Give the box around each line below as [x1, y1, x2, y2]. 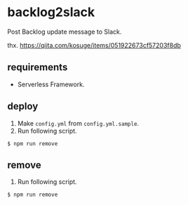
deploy [7, 100, 39, 112]
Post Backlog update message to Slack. [7, 27, 122, 36]
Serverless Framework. [17, 80, 85, 88]
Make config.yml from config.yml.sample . [17, 119, 139, 127]
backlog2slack [7, 4, 95, 20]
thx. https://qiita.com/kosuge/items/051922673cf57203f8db [7, 41, 181, 49]
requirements [7, 61, 68, 74]
